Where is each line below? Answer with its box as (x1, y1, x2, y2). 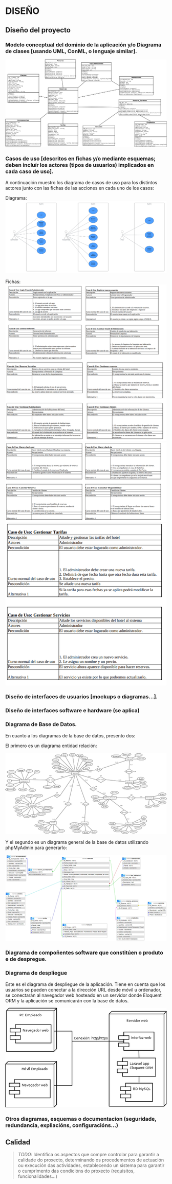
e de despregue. (5, 956, 47, 963)
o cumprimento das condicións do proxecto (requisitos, (17, 1168, 135, 1174)
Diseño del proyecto (5, 26, 71, 34)
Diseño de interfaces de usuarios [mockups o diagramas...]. (5, 693, 158, 700)
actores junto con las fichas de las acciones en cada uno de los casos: (5, 185, 155, 191)
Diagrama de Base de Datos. (5, 721, 77, 728)
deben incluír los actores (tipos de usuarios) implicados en (5, 161, 155, 168)
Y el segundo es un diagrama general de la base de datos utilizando (5, 839, 148, 845)
